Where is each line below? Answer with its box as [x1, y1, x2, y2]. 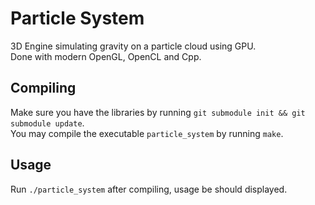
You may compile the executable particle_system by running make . [10, 127, 284, 139]
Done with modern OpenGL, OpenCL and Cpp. [10, 50, 202, 62]
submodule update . [10, 117, 85, 129]
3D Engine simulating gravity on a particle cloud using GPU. [10, 40, 257, 52]
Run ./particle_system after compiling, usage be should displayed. [10, 183, 288, 195]
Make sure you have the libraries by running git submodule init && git [10, 106, 306, 118]
